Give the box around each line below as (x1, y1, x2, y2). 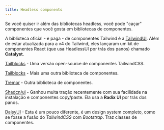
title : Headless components (5, 7, 63, 12)
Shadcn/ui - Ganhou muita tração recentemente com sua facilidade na (5, 89, 147, 95)
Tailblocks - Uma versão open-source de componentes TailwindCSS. (5, 60, 145, 66)
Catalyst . (5, 51, 25, 57)
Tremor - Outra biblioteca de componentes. (5, 79, 93, 85)
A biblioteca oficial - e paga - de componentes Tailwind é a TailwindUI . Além (5, 35, 160, 41)
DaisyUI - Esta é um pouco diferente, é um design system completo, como (5, 109, 156, 115)
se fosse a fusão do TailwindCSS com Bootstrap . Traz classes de (5, 114, 137, 120)
